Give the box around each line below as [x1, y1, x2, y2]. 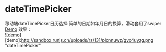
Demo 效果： [5, 26, 32, 32]
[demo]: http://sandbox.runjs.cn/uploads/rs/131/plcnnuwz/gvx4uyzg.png [5, 37, 154, 43]
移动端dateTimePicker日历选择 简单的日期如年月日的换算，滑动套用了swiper [5, 20, 162, 26]
